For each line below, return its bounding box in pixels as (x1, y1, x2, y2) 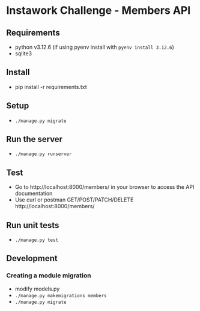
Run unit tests (6, 220, 59, 230)
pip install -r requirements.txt (14, 83, 87, 90)
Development (6, 253, 58, 263)
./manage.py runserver (14, 151, 72, 157)
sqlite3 (14, 50, 32, 57)
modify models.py (14, 285, 60, 292)
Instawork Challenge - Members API (6, 4, 191, 17)
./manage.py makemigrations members (14, 292, 107, 298)
